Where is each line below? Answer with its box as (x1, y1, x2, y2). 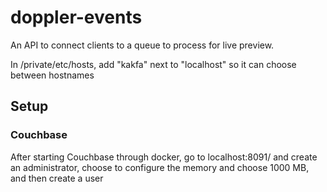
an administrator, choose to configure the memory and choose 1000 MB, (10, 161, 310, 173)
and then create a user (10, 172, 104, 184)
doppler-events (10, 6, 143, 29)
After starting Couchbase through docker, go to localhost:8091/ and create (10, 151, 318, 163)
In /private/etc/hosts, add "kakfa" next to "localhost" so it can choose (10, 58, 297, 70)
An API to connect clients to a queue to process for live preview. (10, 39, 275, 51)
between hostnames (10, 69, 95, 81)
